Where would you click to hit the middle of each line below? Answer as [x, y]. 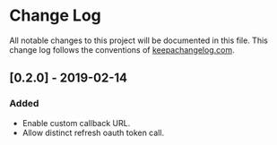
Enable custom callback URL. [76, 123]
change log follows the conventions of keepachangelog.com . [122, 49]
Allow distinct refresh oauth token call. [93, 132]
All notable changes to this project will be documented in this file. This [139, 40]
